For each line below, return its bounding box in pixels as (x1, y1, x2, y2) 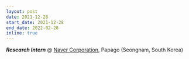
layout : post (6, 8, 38, 15)
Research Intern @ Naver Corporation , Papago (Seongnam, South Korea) (6, 46, 183, 53)
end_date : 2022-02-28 (6, 25, 59, 31)
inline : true (6, 30, 38, 36)
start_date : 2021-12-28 (6, 19, 64, 25)
